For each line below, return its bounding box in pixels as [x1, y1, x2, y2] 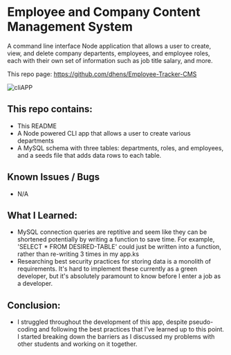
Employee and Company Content [7, 4, 201, 20]
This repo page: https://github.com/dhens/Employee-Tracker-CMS [7, 70, 197, 78]
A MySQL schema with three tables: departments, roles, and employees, [17, 143, 223, 152]
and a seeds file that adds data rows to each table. [17, 151, 162, 159]
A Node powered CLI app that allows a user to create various [17, 129, 192, 137]
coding [17, 325, 38, 334]
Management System [7, 19, 133, 35]
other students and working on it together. [17, 340, 138, 348]
